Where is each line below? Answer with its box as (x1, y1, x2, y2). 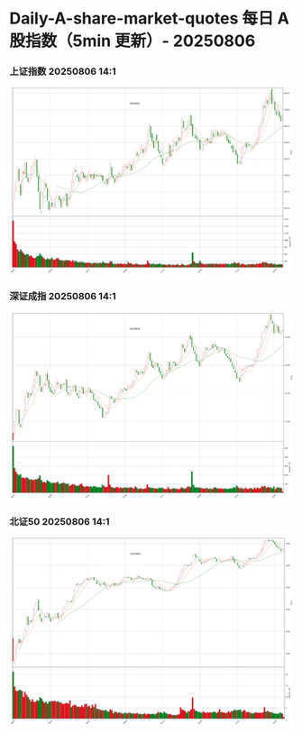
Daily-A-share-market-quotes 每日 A (9, 8, 290, 29)
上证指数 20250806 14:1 (9, 65, 116, 78)
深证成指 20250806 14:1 (9, 290, 116, 303)
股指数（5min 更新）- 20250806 (9, 31, 256, 51)
